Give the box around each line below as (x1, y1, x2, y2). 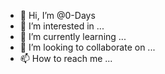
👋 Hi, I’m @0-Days (19, 10, 96, 21)
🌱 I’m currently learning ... (19, 31, 127, 42)
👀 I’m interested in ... (19, 20, 105, 32)
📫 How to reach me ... (19, 53, 113, 64)
